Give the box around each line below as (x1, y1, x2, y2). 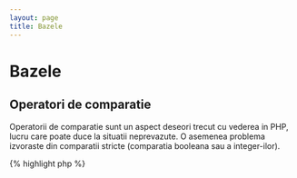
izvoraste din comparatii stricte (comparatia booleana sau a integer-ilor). (9, 140, 281, 151)
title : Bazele (9, 22, 64, 31)
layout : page (9, 13, 59, 23)
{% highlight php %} (9, 158, 86, 169)
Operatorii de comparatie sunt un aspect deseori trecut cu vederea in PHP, (9, 121, 289, 132)
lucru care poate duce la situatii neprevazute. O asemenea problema (9, 131, 266, 142)
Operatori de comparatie (9, 97, 152, 113)
